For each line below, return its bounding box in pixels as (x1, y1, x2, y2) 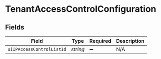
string (71, 46, 85, 53)
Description (116, 38, 145, 44)
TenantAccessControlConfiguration (5, 3, 157, 15)
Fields (5, 23, 25, 31)
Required (89, 38, 112, 44)
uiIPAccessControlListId (7, 47, 67, 52)
